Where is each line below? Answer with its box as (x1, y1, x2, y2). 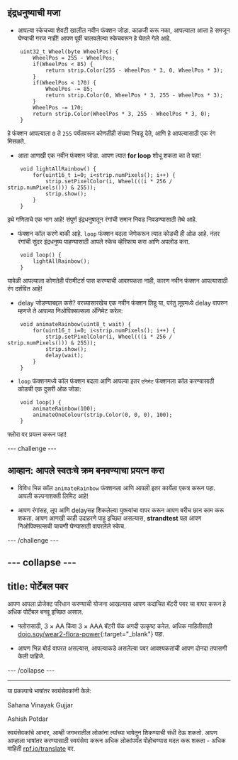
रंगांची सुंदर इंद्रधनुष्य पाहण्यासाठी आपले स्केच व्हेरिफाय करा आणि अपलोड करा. (17, 237, 190, 246)
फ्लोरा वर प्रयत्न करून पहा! (7, 430, 67, 438)
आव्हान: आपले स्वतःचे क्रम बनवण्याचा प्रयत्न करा (7, 465, 164, 477)
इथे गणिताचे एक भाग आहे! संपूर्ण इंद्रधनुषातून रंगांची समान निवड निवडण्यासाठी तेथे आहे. (7, 215, 198, 224)
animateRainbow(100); (33, 405, 97, 412)
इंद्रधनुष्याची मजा (7, 7, 61, 19)
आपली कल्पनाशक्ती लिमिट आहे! (17, 492, 89, 500)
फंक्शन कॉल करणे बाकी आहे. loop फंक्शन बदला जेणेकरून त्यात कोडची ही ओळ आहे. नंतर (17, 229, 220, 238)
